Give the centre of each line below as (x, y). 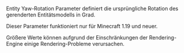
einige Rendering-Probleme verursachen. (75, 44)
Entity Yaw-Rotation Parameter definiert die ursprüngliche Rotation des (92, 9)
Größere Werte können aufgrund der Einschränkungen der (77, 37)
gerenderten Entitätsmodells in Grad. (51, 15)
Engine (15, 44)
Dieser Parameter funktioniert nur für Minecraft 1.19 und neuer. (82, 26)
